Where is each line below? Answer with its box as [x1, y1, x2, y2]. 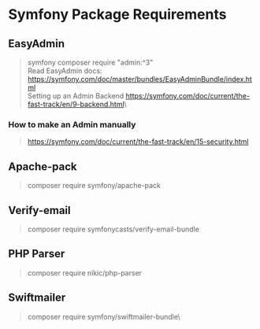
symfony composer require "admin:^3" [27, 57, 154, 67]
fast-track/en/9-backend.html [27, 100, 124, 109]
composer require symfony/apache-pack [27, 181, 162, 190]
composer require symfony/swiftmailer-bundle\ [27, 312, 180, 321]
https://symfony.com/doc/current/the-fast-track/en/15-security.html [27, 137, 249, 146]
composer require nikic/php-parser [27, 268, 143, 277]
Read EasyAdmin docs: [27, 66, 102, 76]
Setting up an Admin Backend [27, 91, 124, 100]
